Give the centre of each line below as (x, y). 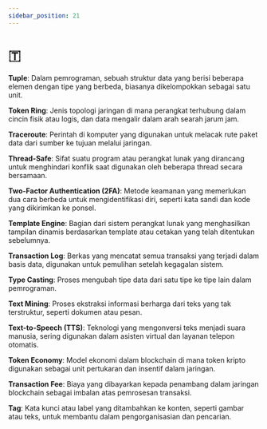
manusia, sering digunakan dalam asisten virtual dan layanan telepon (122, 336)
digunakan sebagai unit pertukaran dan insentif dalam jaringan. (112, 368)
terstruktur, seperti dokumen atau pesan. (75, 312)
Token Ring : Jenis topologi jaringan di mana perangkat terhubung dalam (127, 110)
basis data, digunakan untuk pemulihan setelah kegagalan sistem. (116, 264)
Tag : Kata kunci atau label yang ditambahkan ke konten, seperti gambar (126, 407)
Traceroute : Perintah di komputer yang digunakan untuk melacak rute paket (133, 134)
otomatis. (24, 344)
